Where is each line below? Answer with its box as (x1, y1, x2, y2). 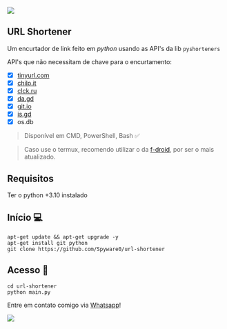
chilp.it (17, 79, 37, 87)
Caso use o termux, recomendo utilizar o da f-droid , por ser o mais (23, 146, 215, 154)
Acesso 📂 (7, 264, 49, 276)
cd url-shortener (7, 283, 57, 290)
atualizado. (23, 152, 56, 161)
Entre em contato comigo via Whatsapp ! (7, 301, 121, 309)
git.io (17, 102, 32, 110)
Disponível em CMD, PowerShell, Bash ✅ (23, 132, 140, 140)
